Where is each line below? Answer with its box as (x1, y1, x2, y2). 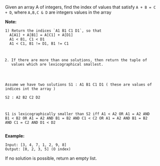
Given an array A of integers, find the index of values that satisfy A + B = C (5, 4, 156, 10)
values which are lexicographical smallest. (11, 62, 104, 67)
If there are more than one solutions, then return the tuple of (11, 57, 148, 63)
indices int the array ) (5, 86, 56, 91)
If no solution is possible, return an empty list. (5, 155, 97, 161)
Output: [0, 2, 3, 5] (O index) (5, 146, 71, 151)
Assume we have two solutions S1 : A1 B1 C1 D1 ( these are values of (5, 82, 152, 87)
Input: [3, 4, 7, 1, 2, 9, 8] (5, 142, 67, 147)
